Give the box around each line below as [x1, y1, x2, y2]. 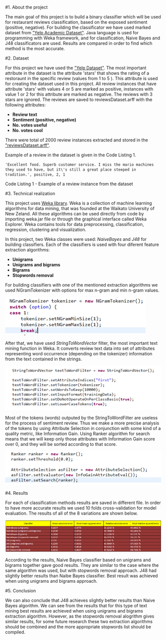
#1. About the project [5, 4, 48, 10]
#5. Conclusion [5, 588, 36, 594]
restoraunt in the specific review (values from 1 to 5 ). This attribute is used [5, 76, 158, 81]
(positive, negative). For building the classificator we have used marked [5, 24, 151, 30]
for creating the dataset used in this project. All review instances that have [5, 81, 157, 87]
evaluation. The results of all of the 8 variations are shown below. [5, 510, 138, 517]
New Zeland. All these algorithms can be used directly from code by [5, 211, 144, 216]
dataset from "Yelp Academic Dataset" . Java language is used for [5, 30, 139, 35]
